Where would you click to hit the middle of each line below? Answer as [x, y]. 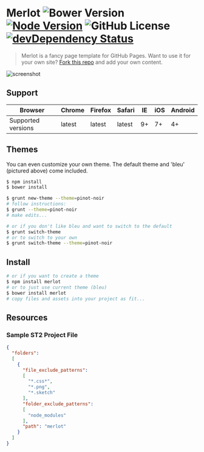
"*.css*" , [40, 382]
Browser [32, 110]
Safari [126, 110]
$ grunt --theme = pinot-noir [42, 210]
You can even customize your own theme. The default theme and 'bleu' [96, 164]
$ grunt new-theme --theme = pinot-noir [55, 198]
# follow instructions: [36, 204]
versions [22, 128]
